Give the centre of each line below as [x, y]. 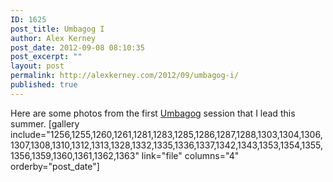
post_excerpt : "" [46, 57]
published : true [44, 85]
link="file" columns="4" [190, 155]
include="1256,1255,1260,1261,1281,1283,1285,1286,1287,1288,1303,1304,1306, [166, 134]
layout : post [37, 66]
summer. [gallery [45, 123]
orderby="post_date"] [55, 166]
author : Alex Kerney [53, 38]
